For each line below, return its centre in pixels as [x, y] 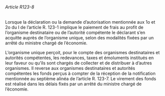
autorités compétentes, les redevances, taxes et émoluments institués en [80, 58]
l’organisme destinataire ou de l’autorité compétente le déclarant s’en [75, 32]
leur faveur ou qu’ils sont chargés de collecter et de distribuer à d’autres [79, 63]
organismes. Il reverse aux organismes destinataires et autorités [70, 68]
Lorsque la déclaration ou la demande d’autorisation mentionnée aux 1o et [80, 22]
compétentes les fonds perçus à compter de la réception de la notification [80, 73]
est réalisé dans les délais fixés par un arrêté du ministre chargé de [73, 84]
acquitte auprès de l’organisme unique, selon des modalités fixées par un [80, 38]
